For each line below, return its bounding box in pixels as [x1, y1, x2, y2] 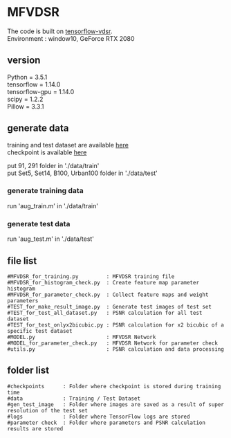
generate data [7, 122, 69, 134]
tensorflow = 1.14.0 [7, 80, 61, 89]
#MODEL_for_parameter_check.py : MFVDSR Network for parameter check [7, 340, 218, 347]
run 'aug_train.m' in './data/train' [7, 201, 99, 210]
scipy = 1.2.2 [7, 95, 44, 103]
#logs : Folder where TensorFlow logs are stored [7, 413, 190, 420]
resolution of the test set [7, 407, 89, 414]
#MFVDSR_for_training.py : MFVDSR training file [7, 273, 175, 280]
